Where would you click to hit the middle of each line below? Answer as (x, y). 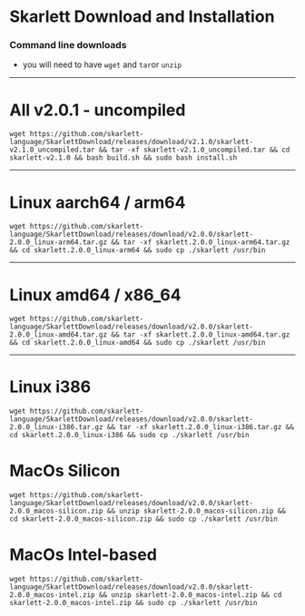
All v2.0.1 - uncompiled (98, 110)
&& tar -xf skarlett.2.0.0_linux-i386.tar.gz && (201, 427)
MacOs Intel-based (83, 555)
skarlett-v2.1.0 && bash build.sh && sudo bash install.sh (123, 158)
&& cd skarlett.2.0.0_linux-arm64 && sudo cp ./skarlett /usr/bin (138, 250)
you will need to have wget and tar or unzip (102, 64)
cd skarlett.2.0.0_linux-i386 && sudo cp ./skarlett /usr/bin (129, 435)
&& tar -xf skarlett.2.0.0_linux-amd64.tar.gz (200, 335)
